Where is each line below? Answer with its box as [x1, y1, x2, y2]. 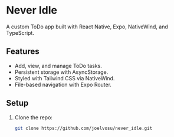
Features [6, 47, 40, 57]
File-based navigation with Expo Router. [14, 81, 112, 88]
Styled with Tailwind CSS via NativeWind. [14, 74, 115, 81]
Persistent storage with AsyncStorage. [14, 68, 109, 76]
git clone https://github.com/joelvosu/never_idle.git [14, 125, 153, 131]
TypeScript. [6, 29, 34, 36]
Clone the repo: [14, 113, 53, 121]
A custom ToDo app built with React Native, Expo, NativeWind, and [6, 23, 168, 30]
